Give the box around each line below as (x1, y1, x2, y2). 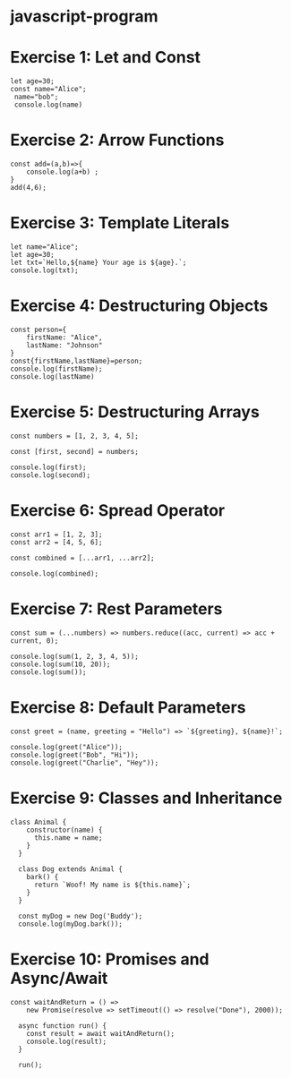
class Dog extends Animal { (18, 864, 124, 874)
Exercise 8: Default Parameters (10, 697, 246, 717)
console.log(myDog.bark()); (18, 920, 124, 928)
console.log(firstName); (10, 364, 103, 373)
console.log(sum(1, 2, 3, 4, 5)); (10, 652, 140, 661)
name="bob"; (13, 92, 59, 102)
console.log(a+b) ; (26, 167, 99, 176)
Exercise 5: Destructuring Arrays (10, 402, 261, 423)
